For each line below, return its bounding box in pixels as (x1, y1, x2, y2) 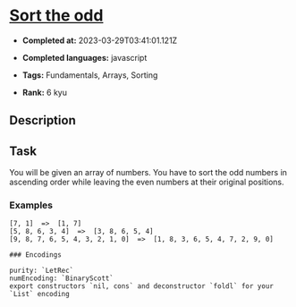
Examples (9, 199, 54, 211)
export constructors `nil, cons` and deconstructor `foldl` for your (9, 282, 275, 291)
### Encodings (9, 251, 63, 260)
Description (9, 113, 76, 128)
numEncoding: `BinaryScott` (9, 274, 114, 283)
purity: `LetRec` (9, 266, 74, 276)
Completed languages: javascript (21, 52, 148, 63)
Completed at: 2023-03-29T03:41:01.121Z (21, 35, 178, 46)
